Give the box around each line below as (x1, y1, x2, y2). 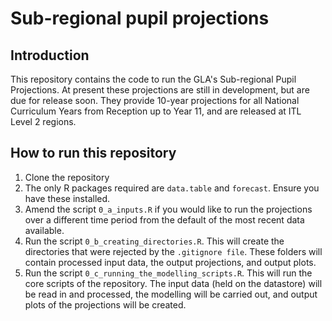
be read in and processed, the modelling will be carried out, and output (24, 288, 318, 300)
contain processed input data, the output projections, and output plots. (24, 256, 317, 268)
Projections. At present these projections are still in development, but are (10, 84, 310, 96)
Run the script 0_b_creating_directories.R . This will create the (24, 235, 285, 247)
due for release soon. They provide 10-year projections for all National (10, 95, 300, 106)
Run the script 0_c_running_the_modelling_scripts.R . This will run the (24, 267, 313, 279)
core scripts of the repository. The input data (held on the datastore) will (24, 277, 323, 289)
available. (24, 224, 65, 236)
